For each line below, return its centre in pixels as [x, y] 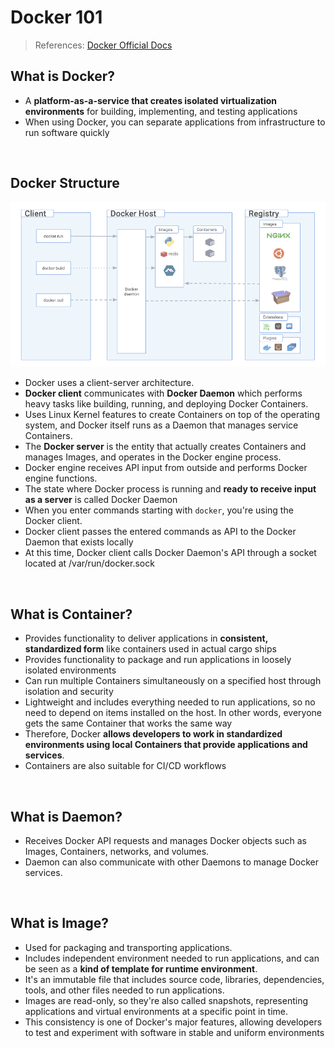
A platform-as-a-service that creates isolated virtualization [151, 100]
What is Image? [59, 923]
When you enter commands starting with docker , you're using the [159, 510]
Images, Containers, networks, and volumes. [117, 851]
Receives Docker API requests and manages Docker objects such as [165, 840]
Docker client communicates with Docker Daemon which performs [163, 393]
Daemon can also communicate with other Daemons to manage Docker [172, 862]
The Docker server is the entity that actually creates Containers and [165, 447]
